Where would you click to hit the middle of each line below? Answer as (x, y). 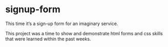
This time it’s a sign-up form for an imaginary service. (62, 24)
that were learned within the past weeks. (48, 39)
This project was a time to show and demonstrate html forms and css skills (84, 33)
